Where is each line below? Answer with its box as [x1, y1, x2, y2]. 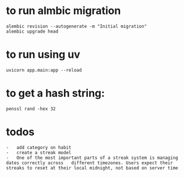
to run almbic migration [6, 4, 121, 18]
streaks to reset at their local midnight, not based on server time [6, 165, 179, 171]
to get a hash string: [6, 86, 105, 100]
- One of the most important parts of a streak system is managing [6, 155, 179, 161]
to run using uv [6, 48, 80, 61]
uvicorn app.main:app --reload [6, 67, 82, 73]
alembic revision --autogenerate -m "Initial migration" [6, 23, 147, 29]
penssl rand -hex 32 [6, 106, 56, 112]
